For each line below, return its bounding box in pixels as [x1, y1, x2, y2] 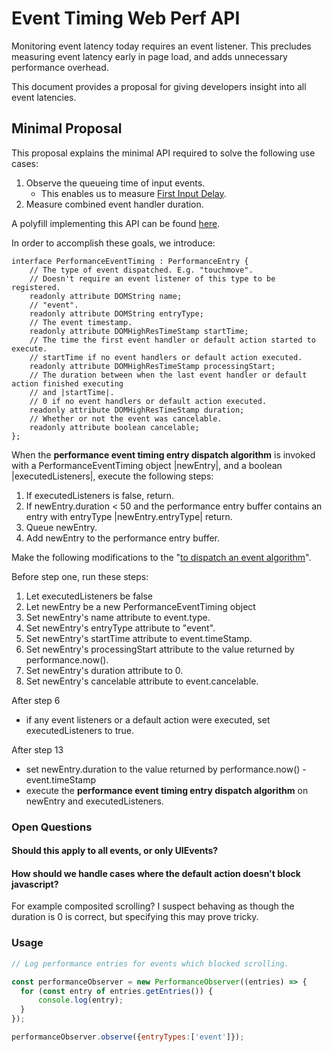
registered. [11, 282, 61, 292]
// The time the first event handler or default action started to [29, 335, 316, 345]
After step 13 [11, 743, 64, 756]
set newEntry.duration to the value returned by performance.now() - [25, 763, 307, 775]
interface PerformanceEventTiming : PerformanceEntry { [11, 256, 249, 266]
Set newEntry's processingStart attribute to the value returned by [25, 643, 295, 655]
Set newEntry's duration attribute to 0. [25, 664, 184, 676]
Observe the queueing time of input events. [25, 177, 206, 189]
